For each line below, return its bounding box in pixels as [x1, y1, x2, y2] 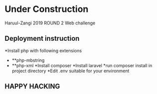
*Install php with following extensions [4, 47, 82, 53]
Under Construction [4, 3, 89, 15]
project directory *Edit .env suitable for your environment [11, 68, 130, 74]
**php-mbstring [11, 57, 45, 63]
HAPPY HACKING [4, 82, 60, 91]
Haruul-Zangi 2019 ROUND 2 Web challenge [4, 20, 95, 26]
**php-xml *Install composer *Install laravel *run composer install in [11, 62, 153, 68]
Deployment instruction [4, 34, 80, 43]
